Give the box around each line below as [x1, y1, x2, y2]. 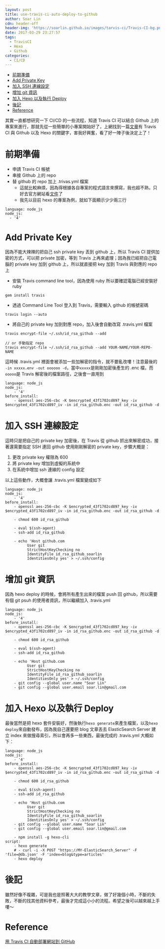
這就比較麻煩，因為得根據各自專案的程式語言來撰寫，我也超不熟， [19, 185, 153, 190]
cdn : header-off [5, 21, 38, 26]
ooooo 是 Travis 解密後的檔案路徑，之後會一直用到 [5, 371, 104, 377]
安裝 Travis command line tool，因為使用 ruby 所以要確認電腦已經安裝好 [12, 278, 158, 284]
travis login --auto [5, 312, 48, 317]
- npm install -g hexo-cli [14, 835, 69, 839]
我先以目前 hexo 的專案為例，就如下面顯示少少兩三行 [19, 197, 127, 203]
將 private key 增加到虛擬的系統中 [12, 460, 81, 466]
